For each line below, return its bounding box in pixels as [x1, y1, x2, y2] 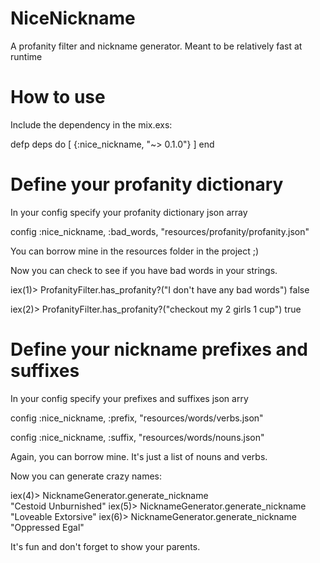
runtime [10, 50, 43, 62]
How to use [10, 86, 106, 109]
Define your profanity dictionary [10, 173, 284, 196]
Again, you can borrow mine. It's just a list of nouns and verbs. [10, 450, 268, 462]
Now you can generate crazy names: [10, 470, 162, 482]
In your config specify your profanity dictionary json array [10, 206, 248, 218]
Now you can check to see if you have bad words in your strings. [10, 264, 278, 276]
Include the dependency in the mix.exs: [10, 118, 173, 131]
